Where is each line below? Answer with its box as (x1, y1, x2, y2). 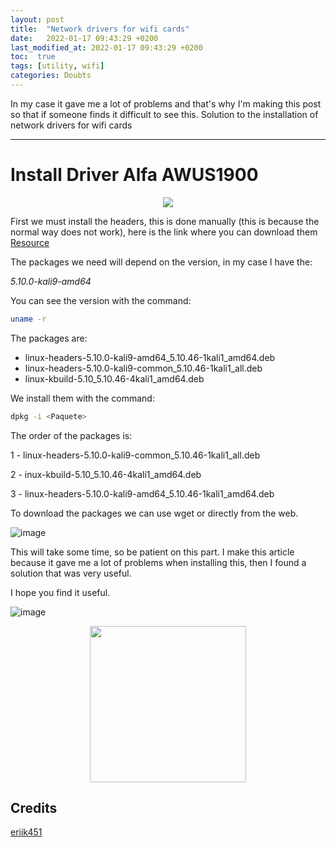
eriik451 (10, 826, 43, 838)
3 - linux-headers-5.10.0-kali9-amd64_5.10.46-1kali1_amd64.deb (10, 487, 275, 500)
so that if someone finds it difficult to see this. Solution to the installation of (10, 108, 319, 120)
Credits (10, 799, 58, 816)
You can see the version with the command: (10, 294, 192, 306)
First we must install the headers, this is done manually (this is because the (10, 215, 320, 227)
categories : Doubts (10, 71, 92, 81)
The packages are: (10, 332, 88, 344)
